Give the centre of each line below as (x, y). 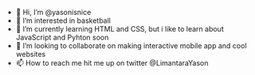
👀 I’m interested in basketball (63, 21)
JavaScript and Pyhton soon (62, 37)
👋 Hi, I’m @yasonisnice (53, 12)
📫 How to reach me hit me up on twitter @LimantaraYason (112, 63)
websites (31, 54)
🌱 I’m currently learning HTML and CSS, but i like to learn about (120, 29)
